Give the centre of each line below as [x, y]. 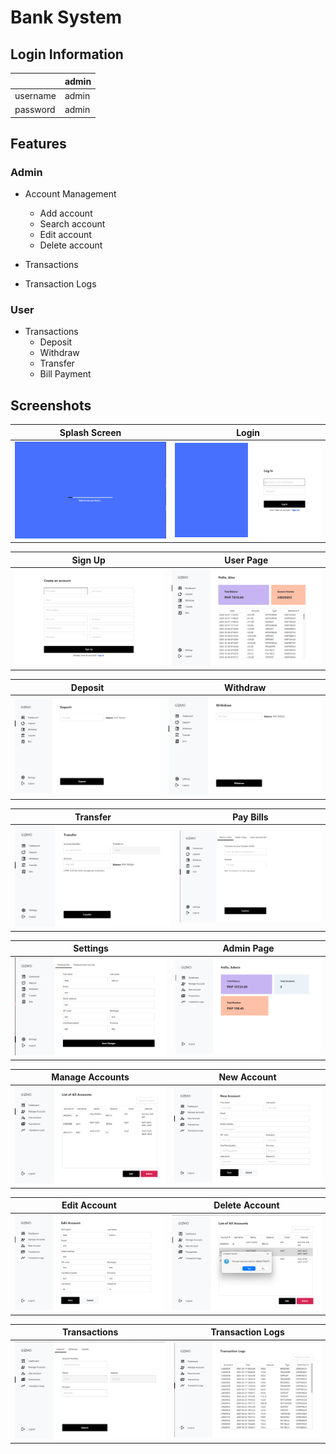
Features [38, 143]
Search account [72, 224]
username [35, 95]
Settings [91, 948]
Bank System [66, 17]
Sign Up [88, 560]
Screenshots [51, 405]
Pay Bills [250, 817]
